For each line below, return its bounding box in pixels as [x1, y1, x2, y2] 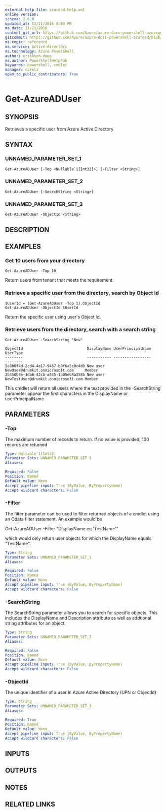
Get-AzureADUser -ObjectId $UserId [5, 305, 79, 310]
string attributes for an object [5, 621, 65, 626]
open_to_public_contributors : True [5, 72, 79, 77]
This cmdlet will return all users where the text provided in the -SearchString [5, 385, 161, 391]
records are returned [5, 441, 48, 447]
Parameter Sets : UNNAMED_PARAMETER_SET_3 [5, 704, 92, 709]
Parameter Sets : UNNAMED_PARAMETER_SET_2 [5, 634, 92, 639]
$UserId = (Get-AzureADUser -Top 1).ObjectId [5, 301, 100, 306]
